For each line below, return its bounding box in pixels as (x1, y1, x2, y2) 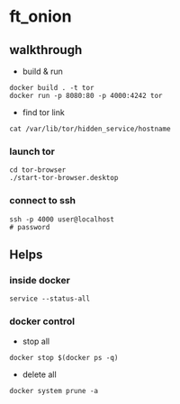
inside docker (9, 274, 70, 286)
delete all (22, 369, 57, 380)
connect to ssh (9, 194, 76, 207)
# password (9, 222, 50, 231)
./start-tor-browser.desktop (9, 174, 119, 183)
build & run (22, 66, 63, 76)
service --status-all (9, 294, 91, 303)
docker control (9, 315, 75, 328)
